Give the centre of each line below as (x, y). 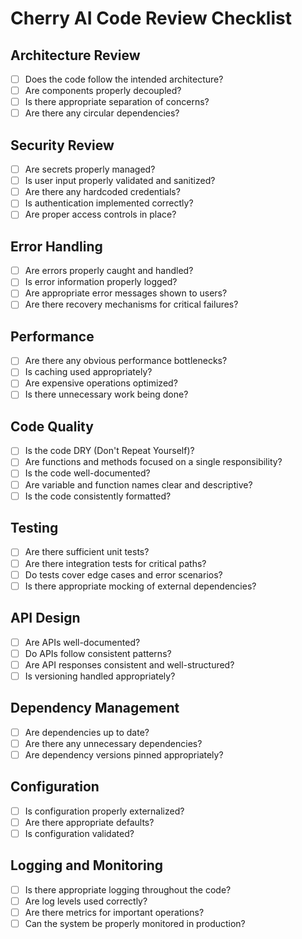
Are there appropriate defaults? (89, 822)
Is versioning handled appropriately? (100, 676)
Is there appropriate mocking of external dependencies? (140, 586)
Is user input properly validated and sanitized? (120, 181)
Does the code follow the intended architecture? (124, 79)
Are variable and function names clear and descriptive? (138, 484)
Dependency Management (95, 708)
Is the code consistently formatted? (98, 496)
